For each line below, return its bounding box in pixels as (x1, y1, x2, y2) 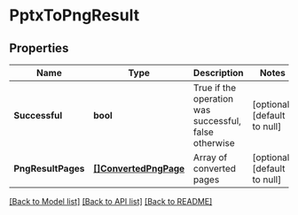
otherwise (193, 137, 235, 149)
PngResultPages (13, 163, 85, 174)
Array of (193, 151, 228, 164)
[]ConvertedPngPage (92, 163, 185, 174)
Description (193, 67, 244, 79)
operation (193, 93, 233, 104)
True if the (193, 81, 237, 94)
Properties (9, 41, 69, 56)
